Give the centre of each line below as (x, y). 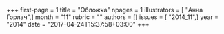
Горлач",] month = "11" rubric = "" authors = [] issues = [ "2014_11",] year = (112, 17)
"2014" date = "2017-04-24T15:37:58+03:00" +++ (78, 24)
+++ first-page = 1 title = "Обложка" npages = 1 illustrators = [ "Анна (105, 10)
